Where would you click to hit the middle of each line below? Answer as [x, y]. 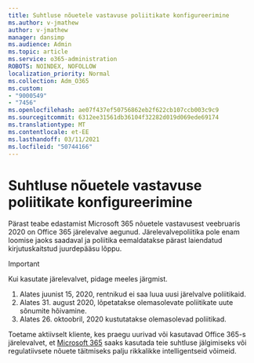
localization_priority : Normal [59, 74]
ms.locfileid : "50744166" [50, 147]
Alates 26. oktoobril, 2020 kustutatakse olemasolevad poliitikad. [123, 319]
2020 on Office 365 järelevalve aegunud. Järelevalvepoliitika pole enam [124, 232]
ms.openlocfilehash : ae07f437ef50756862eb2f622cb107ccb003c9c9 [114, 111]
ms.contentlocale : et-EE [49, 132]
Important [24, 264]
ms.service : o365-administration [63, 60]
